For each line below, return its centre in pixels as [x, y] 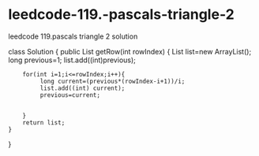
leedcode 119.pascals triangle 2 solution [73, 36]
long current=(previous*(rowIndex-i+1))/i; [113, 81]
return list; [44, 123]
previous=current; [70, 95]
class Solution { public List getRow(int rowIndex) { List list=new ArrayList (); [130, 51]
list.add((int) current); [83, 88]
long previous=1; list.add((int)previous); [72, 60]
